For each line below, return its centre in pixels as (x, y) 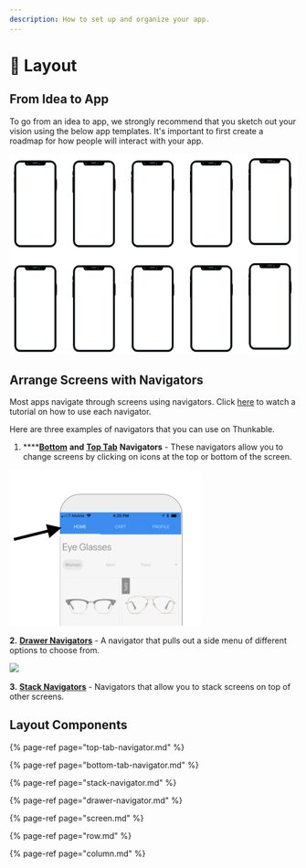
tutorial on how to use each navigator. (80, 411)
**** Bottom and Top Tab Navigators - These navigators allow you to (153, 447)
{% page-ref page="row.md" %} (71, 835)
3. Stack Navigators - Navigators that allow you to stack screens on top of (150, 686)
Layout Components (69, 725)
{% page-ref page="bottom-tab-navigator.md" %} (104, 765)
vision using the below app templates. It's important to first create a (137, 131)
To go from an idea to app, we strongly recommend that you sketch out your (153, 121)
